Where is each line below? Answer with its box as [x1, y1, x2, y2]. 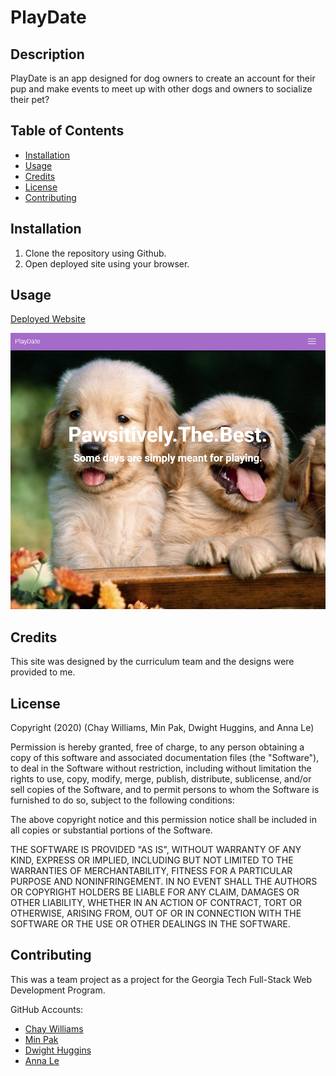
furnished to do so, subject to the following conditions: [10, 794, 235, 806]
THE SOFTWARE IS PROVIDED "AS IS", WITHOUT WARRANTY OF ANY [10, 844, 302, 856]
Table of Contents [10, 122, 125, 140]
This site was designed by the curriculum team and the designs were [10, 656, 295, 668]
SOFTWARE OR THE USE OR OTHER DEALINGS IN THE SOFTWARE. [10, 918, 291, 930]
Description [10, 46, 85, 63]
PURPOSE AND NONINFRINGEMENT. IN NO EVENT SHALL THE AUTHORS [10, 876, 318, 888]
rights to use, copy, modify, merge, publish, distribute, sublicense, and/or [10, 773, 312, 785]
